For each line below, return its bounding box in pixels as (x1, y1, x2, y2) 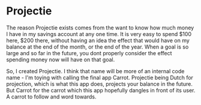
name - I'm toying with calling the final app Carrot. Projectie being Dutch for (6, 74, 194, 81)
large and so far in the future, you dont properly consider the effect (6, 49, 172, 56)
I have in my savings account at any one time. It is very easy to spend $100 (6, 30, 192, 37)
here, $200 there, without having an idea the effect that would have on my (6, 37, 190, 44)
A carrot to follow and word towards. (6, 93, 97, 100)
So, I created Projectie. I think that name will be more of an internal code (6, 67, 185, 74)
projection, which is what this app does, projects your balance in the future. (6, 80, 193, 88)
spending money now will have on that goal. (6, 56, 115, 63)
